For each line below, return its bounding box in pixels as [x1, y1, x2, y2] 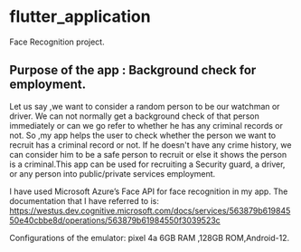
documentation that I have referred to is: [9, 195, 160, 206]
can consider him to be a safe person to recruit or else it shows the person [9, 149, 287, 160]
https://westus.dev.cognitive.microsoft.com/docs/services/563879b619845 [9, 205, 291, 216]
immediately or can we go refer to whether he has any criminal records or [9, 120, 283, 131]
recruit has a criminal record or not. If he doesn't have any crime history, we [9, 139, 292, 150]
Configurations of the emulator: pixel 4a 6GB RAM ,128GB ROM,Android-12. [9, 232, 290, 243]
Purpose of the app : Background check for [9, 63, 257, 78]
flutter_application [9, 6, 151, 27]
